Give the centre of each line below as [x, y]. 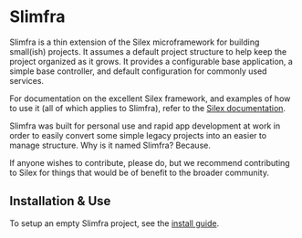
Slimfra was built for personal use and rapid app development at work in [145, 126]
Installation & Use [60, 201]
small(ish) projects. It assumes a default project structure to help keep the [148, 51]
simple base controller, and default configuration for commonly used [138, 71]
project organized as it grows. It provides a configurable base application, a [151, 61]
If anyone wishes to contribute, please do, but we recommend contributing [150, 162]
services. [26, 80]
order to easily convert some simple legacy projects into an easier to [138, 135]
